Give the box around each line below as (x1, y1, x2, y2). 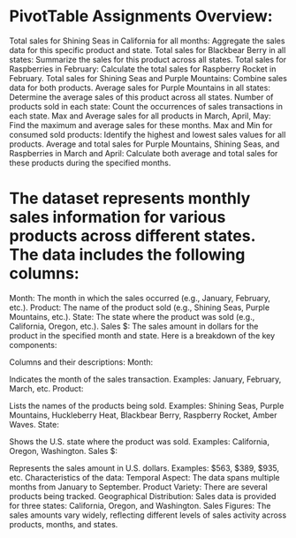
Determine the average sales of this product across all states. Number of (9, 91, 274, 102)
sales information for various (9, 208, 226, 227)
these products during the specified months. (9, 157, 171, 168)
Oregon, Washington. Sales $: (9, 445, 118, 456)
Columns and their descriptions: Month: (9, 356, 154, 368)
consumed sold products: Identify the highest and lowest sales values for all (9, 129, 286, 140)
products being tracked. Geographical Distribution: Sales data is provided (9, 490, 277, 501)
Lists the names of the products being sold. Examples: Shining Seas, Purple (9, 400, 285, 411)
